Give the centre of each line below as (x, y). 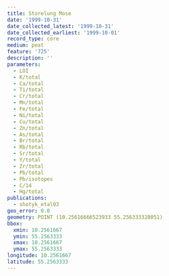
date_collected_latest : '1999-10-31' (61, 26)
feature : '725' (29, 52)
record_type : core (33, 39)
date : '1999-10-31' (35, 20)
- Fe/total (29, 109)
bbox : (15, 223)
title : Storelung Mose (39, 13)
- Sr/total (29, 154)
